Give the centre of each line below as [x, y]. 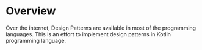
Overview [31, 11]
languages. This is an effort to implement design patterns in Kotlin [88, 34]
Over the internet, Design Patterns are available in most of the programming [101, 28]
